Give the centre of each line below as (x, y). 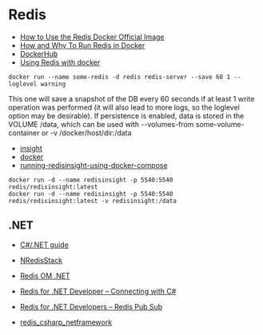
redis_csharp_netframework (66, 322)
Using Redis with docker (60, 62)
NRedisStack (41, 260)
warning (53, 84)
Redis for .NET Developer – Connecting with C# (98, 291)
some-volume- (220, 124)
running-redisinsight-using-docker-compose (94, 165)
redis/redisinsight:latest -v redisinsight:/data (93, 201)
